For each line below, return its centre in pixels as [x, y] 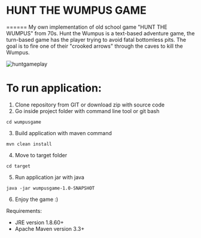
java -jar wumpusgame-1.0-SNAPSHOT [51, 188]
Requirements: [24, 210]
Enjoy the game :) [36, 199]
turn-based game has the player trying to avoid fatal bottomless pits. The [96, 39]
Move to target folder [41, 155]
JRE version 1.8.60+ [39, 222]
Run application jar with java [50, 177]
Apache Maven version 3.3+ [50, 228]
